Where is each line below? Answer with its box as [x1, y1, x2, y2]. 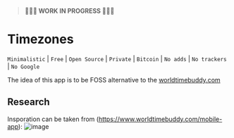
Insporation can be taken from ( [7, 115, 99, 123]
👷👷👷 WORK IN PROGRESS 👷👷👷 [24, 7, 115, 15]
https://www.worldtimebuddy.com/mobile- [98, 115, 223, 123]
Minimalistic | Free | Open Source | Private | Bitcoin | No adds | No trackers [7, 54, 227, 63]
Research [7, 96, 51, 108]
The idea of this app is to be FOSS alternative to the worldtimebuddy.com [7, 75, 221, 84]
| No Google [7, 62, 40, 70]
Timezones [7, 32, 74, 47]
